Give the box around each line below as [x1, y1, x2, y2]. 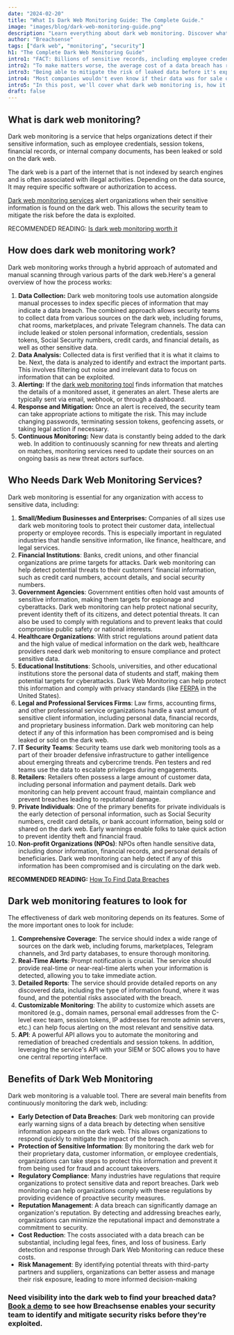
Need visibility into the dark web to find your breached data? [8, 1293, 217, 1302]
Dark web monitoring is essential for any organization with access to [8, 492, 203, 501]
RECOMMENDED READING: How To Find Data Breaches [8, 875, 169, 883]
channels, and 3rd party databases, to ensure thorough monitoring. [17, 949, 210, 958]
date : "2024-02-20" [8, 10, 65, 17]
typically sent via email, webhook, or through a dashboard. [17, 395, 186, 403]
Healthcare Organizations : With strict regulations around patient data [17, 632, 218, 641]
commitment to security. [17, 1224, 88, 1232]
